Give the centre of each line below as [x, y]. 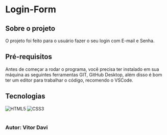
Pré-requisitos [29, 57]
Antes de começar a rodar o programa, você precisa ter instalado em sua [82, 69]
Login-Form [31, 9]
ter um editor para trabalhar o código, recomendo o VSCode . [69, 80]
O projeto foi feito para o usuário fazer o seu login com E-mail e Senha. [80, 41]
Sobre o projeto [30, 28]
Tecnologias [25, 96]
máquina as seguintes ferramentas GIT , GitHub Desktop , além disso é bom [84, 74]
